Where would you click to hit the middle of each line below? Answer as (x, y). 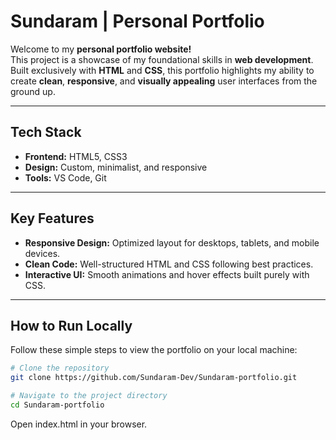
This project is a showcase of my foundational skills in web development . (162, 59)
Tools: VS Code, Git (65, 177)
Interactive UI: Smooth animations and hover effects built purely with (167, 274)
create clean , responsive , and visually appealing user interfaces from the (164, 81)
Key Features (52, 218)
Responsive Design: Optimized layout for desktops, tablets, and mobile (172, 242)
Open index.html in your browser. (79, 424)
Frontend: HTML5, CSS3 (76, 156)
